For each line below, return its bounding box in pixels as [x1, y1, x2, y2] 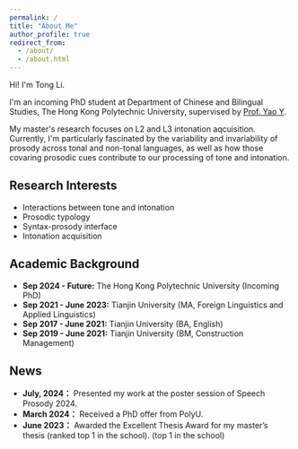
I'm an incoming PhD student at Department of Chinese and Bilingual [9, 97, 263, 108]
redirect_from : [9, 38, 66, 47]
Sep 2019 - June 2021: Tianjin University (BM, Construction [22, 328, 244, 339]
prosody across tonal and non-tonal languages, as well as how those [9, 142, 264, 153]
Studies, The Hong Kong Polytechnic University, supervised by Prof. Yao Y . [9, 107, 287, 117]
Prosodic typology [22, 212, 91, 222]
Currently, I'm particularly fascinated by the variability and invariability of [9, 134, 278, 143]
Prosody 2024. [22, 398, 78, 409]
